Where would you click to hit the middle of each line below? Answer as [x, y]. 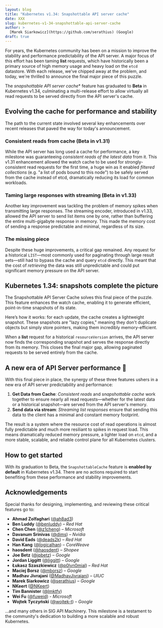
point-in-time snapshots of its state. [41, 308]
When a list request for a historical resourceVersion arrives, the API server [80, 337]
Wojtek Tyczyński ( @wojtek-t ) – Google [52, 601]
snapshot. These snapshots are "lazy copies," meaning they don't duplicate [81, 322]
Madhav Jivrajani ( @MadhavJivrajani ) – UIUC [58, 575]
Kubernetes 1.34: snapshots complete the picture [82, 286]
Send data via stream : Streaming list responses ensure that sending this [85, 410]
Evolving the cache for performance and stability [81, 112]
